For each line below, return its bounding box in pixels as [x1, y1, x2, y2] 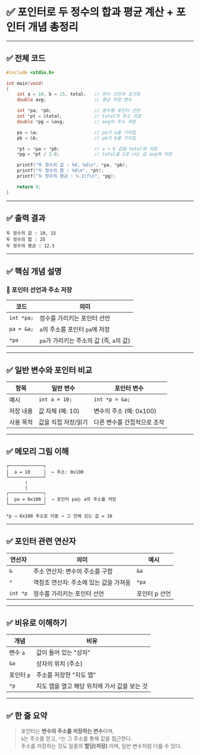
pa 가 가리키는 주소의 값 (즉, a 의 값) [39, 336, 131, 345]
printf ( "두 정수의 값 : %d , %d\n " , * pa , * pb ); [17, 162, 128, 168]
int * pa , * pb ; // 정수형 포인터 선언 [17, 108, 140, 114]
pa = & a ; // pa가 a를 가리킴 [17, 129, 136, 135]
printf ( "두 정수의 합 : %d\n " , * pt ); [17, 168, 104, 174]
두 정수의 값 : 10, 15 [6, 230, 57, 236]
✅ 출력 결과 [6, 213, 46, 224]
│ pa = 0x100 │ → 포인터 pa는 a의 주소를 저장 [6, 496, 117, 502]
